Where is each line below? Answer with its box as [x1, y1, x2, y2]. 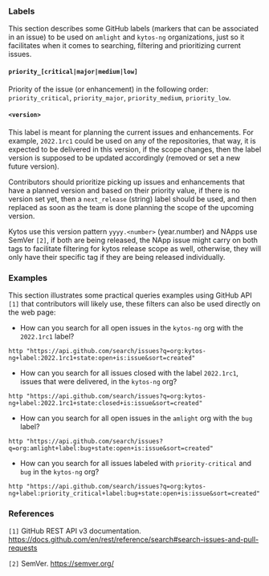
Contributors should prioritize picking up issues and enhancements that [8, 176, 245, 186]
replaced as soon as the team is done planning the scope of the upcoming [8, 202, 255, 212]
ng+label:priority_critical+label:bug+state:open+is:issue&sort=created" [8, 489, 261, 497]
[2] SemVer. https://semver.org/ [8, 559, 114, 569]
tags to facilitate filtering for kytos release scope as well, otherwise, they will [8, 243, 262, 254]
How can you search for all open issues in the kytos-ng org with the [19, 323, 243, 332]
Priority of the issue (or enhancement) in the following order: [8, 84, 209, 94]
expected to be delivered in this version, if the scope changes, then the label [8, 144, 262, 154]
